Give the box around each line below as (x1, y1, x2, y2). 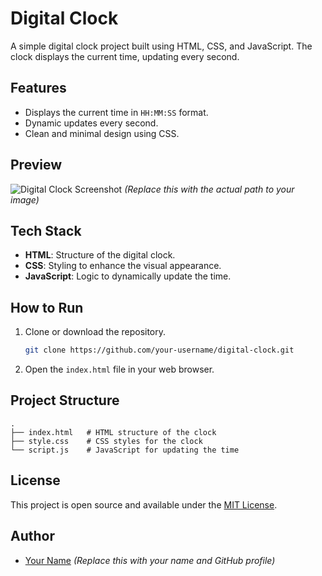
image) (10, 193, 40, 206)
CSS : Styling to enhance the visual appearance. (24, 260, 222, 272)
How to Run (10, 299, 84, 316)
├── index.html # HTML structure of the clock (10, 427, 217, 437)
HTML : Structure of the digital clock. (24, 249, 176, 261)
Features (10, 80, 67, 97)
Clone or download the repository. (24, 326, 167, 338)
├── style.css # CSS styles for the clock (10, 436, 203, 446)
